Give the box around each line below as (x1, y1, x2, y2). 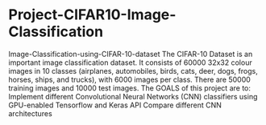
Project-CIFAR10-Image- (8, 6, 177, 24)
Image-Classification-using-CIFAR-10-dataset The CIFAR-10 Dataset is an (8, 49, 253, 58)
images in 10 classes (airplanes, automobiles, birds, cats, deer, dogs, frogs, (8, 66, 258, 75)
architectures (8, 108, 52, 118)
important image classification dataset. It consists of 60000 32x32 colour (8, 58, 252, 67)
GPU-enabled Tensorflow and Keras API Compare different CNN (8, 100, 222, 110)
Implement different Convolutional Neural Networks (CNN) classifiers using (8, 91, 258, 101)
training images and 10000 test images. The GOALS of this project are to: (8, 83, 251, 93)
